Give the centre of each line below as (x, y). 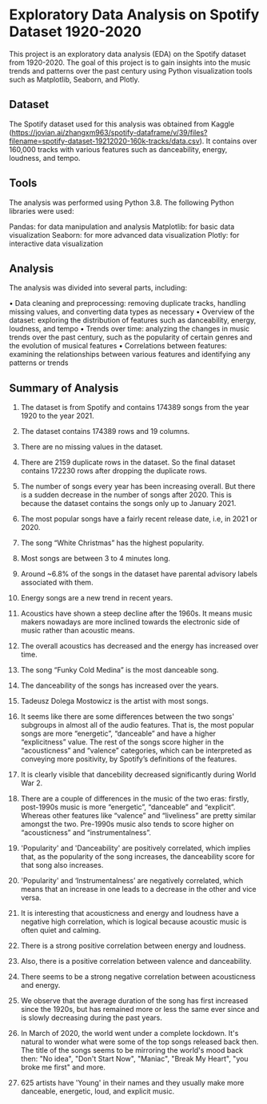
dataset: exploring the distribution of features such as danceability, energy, (133, 320)
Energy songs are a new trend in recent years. (97, 598)
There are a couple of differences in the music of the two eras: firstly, (135, 799)
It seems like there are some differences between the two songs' (128, 717)
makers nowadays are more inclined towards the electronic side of (130, 622)
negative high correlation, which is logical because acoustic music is (133, 921)
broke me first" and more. (63, 1067)
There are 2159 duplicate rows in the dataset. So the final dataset (128, 463)
